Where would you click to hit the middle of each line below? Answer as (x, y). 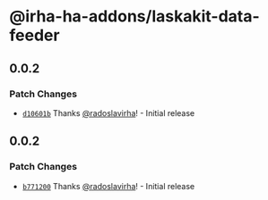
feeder (35, 35)
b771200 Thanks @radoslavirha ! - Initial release (108, 186)
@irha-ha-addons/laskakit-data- (134, 17)
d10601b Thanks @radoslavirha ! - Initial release (108, 112)
